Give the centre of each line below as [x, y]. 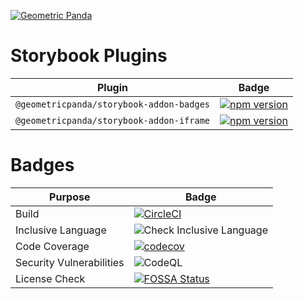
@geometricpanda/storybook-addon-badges [112, 104]
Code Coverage [52, 246]
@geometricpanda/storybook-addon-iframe [112, 120]
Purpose [70, 197]
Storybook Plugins [89, 56]
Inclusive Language [61, 230]
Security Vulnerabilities [70, 262]
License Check [50, 278]
